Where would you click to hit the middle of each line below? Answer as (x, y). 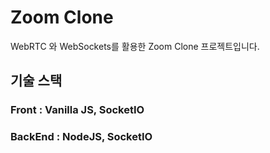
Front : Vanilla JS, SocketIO (77, 110)
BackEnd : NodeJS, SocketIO (81, 137)
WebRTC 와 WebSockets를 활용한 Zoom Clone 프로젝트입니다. (135, 46)
